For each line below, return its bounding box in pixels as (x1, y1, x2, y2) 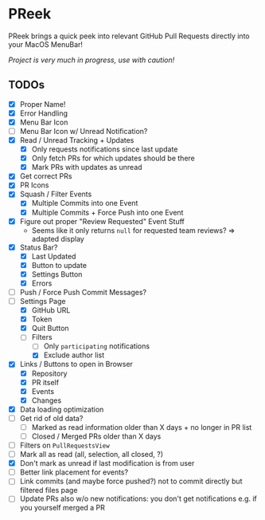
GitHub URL (31, 305, 71, 315)
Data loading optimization (19, 404, 104, 414)
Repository (31, 368, 68, 378)
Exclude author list (43, 350, 105, 360)
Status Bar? (19, 242, 58, 252)
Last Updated (31, 251, 76, 261)
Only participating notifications (43, 341, 150, 351)
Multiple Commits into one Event (31, 199, 138, 208)
